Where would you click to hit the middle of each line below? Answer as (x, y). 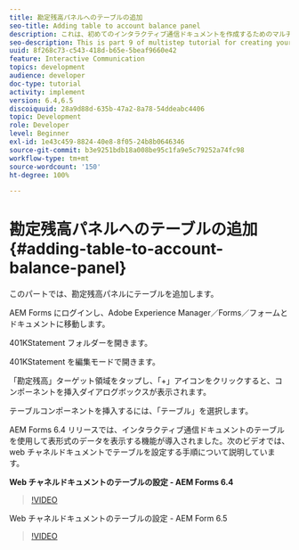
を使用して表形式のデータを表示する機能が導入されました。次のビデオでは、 (149, 441)
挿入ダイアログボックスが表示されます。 (137, 392)
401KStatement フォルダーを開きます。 (81, 343)
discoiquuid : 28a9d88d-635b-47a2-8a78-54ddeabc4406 (107, 109)
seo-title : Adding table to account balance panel (105, 26)
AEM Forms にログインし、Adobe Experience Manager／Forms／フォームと (149, 313)
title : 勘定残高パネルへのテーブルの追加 (76, 17)
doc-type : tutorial (45, 84)
